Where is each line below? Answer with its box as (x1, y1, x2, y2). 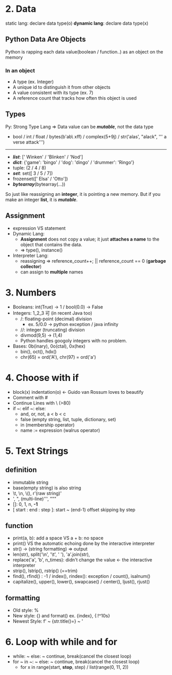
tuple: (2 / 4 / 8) (12, 165, 47, 171)
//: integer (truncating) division (20, 326, 85, 333)
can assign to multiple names (20, 268, 83, 275)
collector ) (20, 263, 42, 269)
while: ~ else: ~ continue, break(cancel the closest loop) (12, 653, 132, 660)
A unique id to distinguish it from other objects (12, 84, 111, 90)
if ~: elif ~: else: (12, 405, 46, 411)
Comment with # (12, 394, 48, 400)
